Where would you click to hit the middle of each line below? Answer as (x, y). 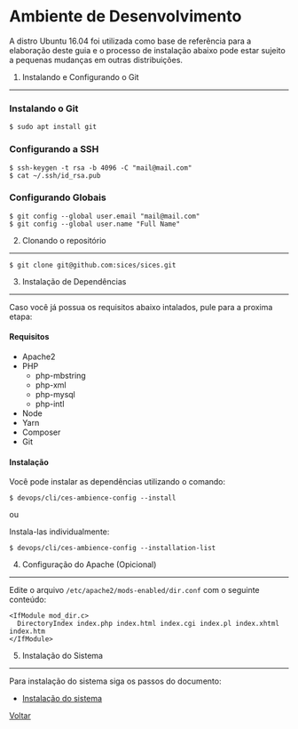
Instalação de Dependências (74, 281)
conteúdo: (28, 600)
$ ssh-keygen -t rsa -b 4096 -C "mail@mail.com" (101, 168)
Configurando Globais (58, 197)
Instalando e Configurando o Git (80, 76)
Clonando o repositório (64, 240)
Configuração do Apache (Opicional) (89, 565)
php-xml (51, 385)
